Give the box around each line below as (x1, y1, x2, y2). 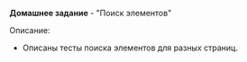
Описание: (9, 25, 50, 35)
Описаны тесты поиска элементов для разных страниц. (22, 42, 239, 53)
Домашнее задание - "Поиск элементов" (9, 8, 172, 18)
